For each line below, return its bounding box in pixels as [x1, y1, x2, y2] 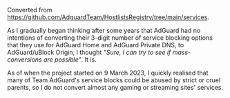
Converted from [7, 6, 52, 14]
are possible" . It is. [44, 56, 97, 64]
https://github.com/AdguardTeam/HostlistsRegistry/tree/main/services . [7, 13, 209, 21]
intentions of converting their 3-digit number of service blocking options [7, 34, 213, 42]
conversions [7, 56, 43, 64]
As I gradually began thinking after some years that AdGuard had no [7, 27, 201, 34]
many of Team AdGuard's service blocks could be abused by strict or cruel [7, 76, 221, 84]
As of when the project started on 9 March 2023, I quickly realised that [7, 69, 209, 77]
